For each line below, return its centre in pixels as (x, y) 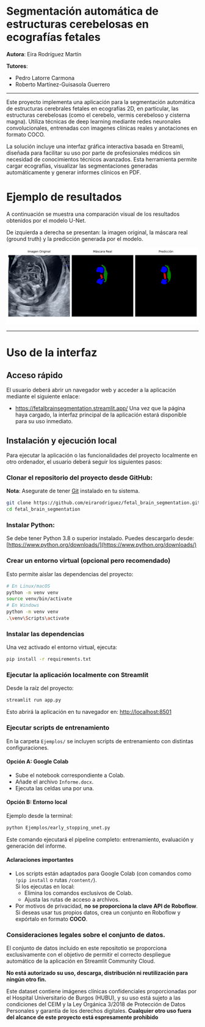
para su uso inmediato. (44, 421)
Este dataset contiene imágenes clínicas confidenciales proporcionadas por (102, 992)
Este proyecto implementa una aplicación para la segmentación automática (101, 102)
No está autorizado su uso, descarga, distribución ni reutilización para (97, 973)
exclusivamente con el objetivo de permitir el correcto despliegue (88, 955)
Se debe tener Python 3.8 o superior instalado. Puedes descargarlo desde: (100, 538)
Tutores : (17, 66)
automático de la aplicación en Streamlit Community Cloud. (81, 961)
